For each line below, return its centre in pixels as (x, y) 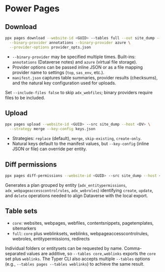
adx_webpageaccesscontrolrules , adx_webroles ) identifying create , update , (79, 190)
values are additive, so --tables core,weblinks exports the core (91, 253)
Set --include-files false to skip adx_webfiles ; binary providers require (79, 92)
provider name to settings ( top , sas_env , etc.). (58, 72)
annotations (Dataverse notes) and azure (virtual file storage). (75, 62)
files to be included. (25, 98)
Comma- (133, 248)
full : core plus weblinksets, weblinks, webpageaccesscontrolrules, (80, 233)
